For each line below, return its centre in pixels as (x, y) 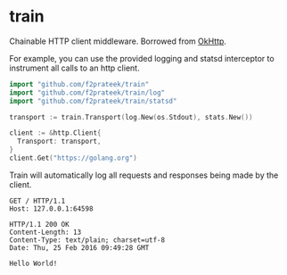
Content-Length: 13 (45, 232)
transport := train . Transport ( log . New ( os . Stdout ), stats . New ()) (131, 117)
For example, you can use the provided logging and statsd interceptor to (142, 58)
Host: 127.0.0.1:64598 (51, 208)
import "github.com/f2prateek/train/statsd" (93, 101)
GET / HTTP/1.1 (37, 201)
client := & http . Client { (55, 133)
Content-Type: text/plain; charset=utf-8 (87, 240)
